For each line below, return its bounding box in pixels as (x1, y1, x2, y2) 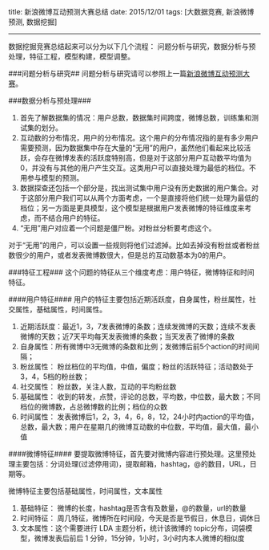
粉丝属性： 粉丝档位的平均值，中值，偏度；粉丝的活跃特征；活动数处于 (19, 362, 254, 371)
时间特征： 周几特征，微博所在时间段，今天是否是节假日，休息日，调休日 (19, 513, 261, 523)
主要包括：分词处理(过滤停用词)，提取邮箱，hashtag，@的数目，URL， (14, 459, 250, 468)
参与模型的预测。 (26, 173, 84, 182)
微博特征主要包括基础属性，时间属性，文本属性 (8, 487, 163, 495)
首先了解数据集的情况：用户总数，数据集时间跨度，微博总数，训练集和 (19, 113, 252, 122)
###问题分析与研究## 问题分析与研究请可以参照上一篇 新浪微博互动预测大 (8, 69, 251, 78)
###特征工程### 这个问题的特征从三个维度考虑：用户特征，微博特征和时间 (8, 267, 255, 277)
